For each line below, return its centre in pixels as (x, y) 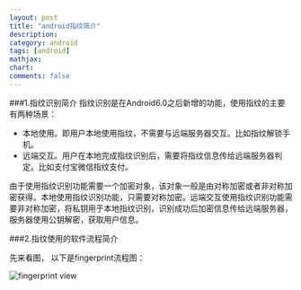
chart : (22, 68)
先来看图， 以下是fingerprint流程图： (77, 258)
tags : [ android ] (40, 51)
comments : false (40, 76)
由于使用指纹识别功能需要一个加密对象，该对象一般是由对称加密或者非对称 (147, 186)
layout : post (34, 18)
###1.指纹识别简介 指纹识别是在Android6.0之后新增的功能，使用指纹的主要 (147, 102)
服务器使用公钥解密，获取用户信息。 (76, 219)
